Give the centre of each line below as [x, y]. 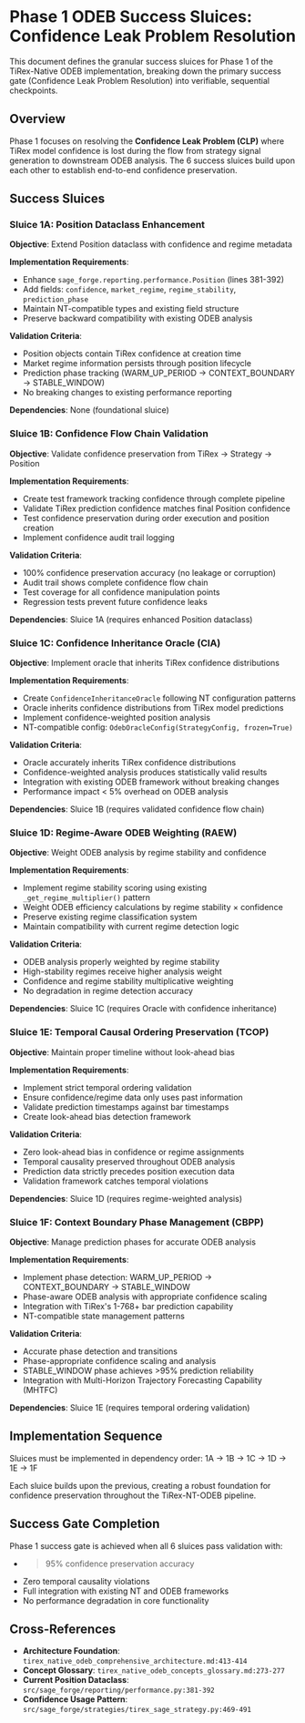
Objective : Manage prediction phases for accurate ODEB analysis [133, 1242]
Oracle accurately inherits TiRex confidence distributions [129, 763]
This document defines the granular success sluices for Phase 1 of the [141, 61]
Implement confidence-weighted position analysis [117, 718]
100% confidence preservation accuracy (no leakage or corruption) [149, 572]
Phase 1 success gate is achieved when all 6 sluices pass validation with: [146, 1545]
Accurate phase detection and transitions [100, 1351]
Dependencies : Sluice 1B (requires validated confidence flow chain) [137, 809]
